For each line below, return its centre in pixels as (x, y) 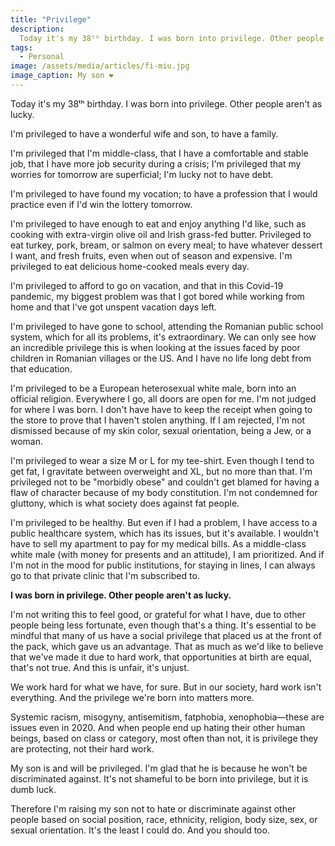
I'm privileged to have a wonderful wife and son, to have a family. (144, 133)
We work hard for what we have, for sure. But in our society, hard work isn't (166, 687)
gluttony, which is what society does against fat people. (125, 503)
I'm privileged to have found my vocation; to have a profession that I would (164, 193)
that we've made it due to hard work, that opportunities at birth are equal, (161, 657)
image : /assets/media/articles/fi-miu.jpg (100, 66)
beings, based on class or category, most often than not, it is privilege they (164, 738)
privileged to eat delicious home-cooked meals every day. (130, 266)
